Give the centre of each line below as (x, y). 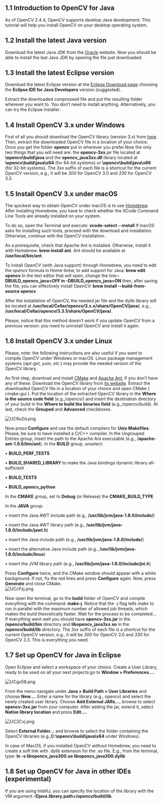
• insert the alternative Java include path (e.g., (52, 549)
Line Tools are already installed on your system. (53, 216)
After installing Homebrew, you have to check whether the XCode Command (82, 211)
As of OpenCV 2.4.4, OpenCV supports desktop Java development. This (78, 20)
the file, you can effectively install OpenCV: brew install (61, 286)
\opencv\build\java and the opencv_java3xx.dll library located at (71, 158)
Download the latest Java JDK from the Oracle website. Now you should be (81, 52)
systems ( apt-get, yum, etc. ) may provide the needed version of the (73, 363)
